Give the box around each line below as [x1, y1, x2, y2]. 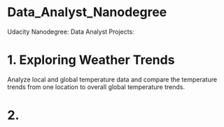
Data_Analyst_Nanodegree [7, 4, 167, 20]
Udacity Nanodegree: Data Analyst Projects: [7, 27, 134, 36]
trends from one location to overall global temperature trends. [7, 82, 185, 91]
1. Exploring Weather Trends [7, 52, 175, 68]
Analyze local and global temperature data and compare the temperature [7, 75, 218, 83]
